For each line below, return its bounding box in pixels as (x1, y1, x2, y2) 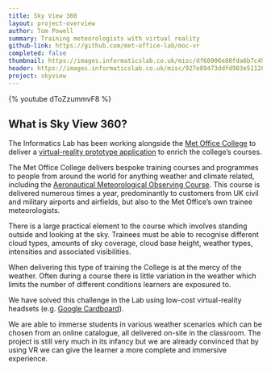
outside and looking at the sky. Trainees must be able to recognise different (8, 230, 260, 240)
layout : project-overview (8, 19, 95, 27)
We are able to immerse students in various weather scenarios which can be (8, 319, 262, 329)
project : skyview (8, 72, 67, 80)
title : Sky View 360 (8, 11, 78, 20)
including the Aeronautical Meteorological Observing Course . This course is (8, 180, 261, 190)
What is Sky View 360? (8, 118, 127, 131)
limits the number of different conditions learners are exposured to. (8, 280, 231, 290)
